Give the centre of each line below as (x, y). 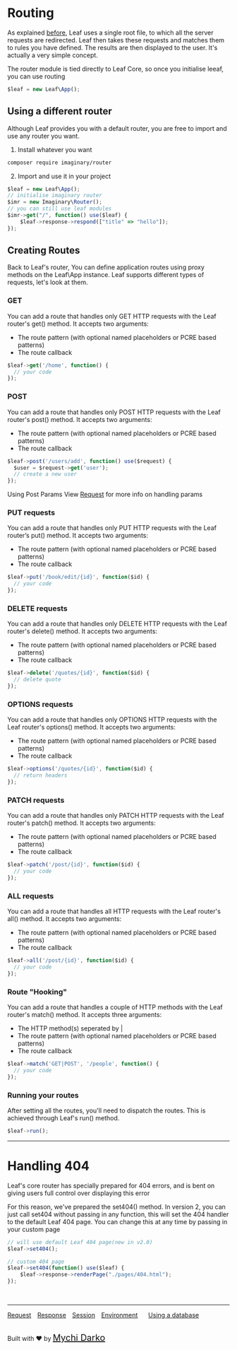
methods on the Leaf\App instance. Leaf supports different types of (106, 275)
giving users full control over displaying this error (79, 1193)
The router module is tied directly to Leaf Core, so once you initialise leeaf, (116, 69)
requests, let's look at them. (48, 282)
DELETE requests (38, 608)
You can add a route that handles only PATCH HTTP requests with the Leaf (116, 816)
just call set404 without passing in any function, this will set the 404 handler (118, 1214)
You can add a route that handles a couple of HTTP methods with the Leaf (115, 1007)
